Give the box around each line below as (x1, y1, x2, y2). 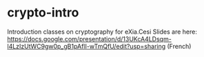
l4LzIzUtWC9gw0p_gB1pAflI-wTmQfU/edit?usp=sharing (7, 42, 166, 50)
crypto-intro (7, 5, 79, 21)
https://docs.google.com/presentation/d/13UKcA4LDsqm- (7, 34, 172, 43)
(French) (167, 42, 192, 50)
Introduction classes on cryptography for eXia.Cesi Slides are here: (7, 27, 198, 36)
